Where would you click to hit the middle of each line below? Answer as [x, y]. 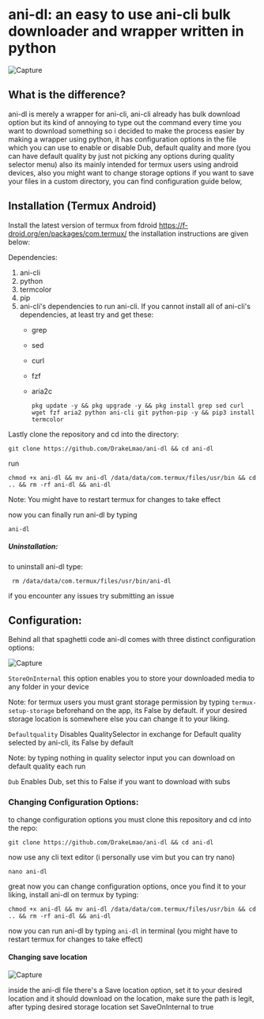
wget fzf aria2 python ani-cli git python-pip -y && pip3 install [143, 413]
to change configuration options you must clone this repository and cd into [130, 819]
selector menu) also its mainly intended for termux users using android [123, 164]
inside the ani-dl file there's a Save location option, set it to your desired [125, 990]
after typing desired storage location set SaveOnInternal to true [111, 1006]
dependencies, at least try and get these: [87, 315]
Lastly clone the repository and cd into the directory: [94, 434]
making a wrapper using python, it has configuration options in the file [123, 139]
